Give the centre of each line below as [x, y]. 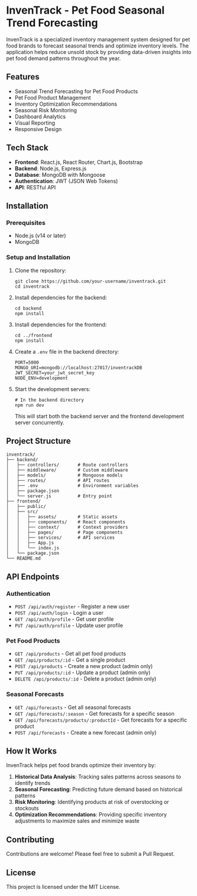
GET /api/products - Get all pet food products [70, 654]
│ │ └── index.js [33, 548]
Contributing [30, 839]
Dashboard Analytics [40, 116]
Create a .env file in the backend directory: [67, 351]
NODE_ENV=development [41, 378]
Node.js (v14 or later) [40, 236]
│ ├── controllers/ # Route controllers [67, 465]
